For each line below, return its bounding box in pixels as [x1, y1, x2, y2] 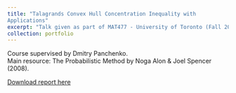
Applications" [7, 17, 49, 24]
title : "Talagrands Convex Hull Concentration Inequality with [7, 10, 197, 18]
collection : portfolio [7, 30, 74, 37]
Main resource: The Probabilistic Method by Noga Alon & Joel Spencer [7, 57, 212, 66]
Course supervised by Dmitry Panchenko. [7, 49, 129, 58]
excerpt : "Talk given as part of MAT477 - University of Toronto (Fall [7, 23, 221, 30]
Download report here [7, 78, 72, 87]
